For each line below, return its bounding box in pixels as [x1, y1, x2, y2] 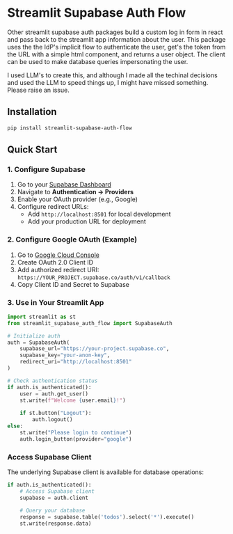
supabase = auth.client [19, 494, 89, 501]
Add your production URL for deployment [27, 217, 146, 226]
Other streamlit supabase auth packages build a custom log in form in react [7, 28, 223, 36]
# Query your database [19, 507, 86, 515]
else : [7, 423, 23, 430]
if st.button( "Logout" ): [19, 409, 92, 417]
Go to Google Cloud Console [17, 251, 99, 259]
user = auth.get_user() [19, 390, 89, 398]
